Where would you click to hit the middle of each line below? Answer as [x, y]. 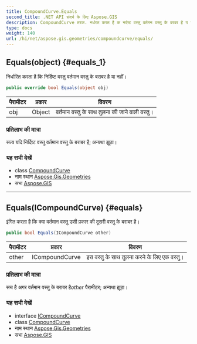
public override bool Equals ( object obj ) [57, 88]
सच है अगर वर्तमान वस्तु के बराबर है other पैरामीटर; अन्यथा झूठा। [67, 287]
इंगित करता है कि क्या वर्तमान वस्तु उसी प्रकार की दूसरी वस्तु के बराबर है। [73, 222]
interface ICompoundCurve [47, 316]
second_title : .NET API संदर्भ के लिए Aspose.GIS [62, 17]
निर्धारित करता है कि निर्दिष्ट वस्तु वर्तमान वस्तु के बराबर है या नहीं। [67, 76]
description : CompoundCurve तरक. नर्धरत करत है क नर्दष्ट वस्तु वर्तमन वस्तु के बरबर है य [97, 22]
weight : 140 [21, 33]
